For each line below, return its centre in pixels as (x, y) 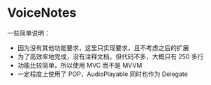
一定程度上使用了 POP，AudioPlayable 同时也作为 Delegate (103, 74)
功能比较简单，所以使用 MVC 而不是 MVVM (80, 65)
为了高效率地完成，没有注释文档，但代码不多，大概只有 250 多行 (110, 56)
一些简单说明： (29, 33)
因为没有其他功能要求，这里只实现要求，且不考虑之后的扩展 (103, 47)
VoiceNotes (42, 13)
